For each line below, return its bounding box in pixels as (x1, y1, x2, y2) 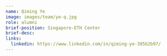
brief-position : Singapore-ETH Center (5, 24, 101, 31)
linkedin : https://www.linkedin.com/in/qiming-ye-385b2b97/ (11, 41, 161, 47)
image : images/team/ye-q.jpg (5, 14, 77, 20)
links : (5, 36, 22, 41)
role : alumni (5, 19, 38, 25)
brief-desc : (5, 30, 35, 36)
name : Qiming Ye (5, 8, 45, 15)
